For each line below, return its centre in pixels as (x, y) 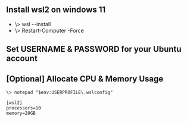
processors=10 (24, 108)
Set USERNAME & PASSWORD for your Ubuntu (94, 49)
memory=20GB (21, 113)
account (22, 59)
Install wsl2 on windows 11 (56, 10)
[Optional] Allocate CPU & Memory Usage (85, 79)
